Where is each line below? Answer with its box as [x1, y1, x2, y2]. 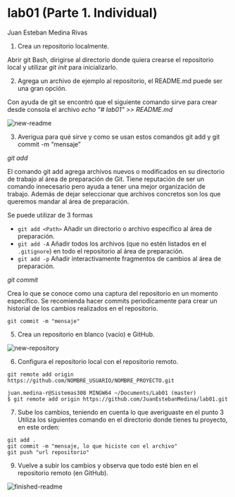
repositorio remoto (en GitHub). [17, 468, 109, 477]
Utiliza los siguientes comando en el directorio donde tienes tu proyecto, [17, 415, 228, 424]
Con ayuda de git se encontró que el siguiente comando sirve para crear [7, 97, 217, 106]
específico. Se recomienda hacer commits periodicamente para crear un [7, 296, 218, 305]
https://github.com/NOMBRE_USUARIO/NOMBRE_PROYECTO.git [7, 377, 174, 384]
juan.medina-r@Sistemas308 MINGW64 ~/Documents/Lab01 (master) [7, 389, 197, 396]
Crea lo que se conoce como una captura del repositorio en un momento [7, 289, 218, 297]
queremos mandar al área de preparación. [7, 197, 129, 206]
